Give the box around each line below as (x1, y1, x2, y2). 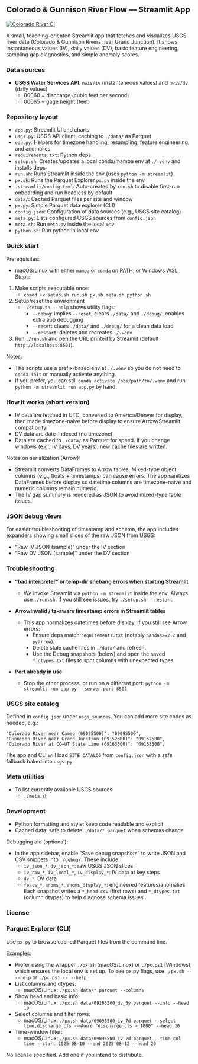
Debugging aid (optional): (6, 838, 69, 845)
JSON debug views (6, 512, 62, 520)
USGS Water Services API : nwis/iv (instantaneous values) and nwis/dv (14, 79, 188, 87)
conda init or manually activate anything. (14, 370, 116, 378)
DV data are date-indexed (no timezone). (14, 430, 114, 437)
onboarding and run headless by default (14, 189, 113, 196)
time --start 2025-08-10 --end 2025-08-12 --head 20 (23, 1040, 157, 1047)
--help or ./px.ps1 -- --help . (14, 973, 89, 980)
